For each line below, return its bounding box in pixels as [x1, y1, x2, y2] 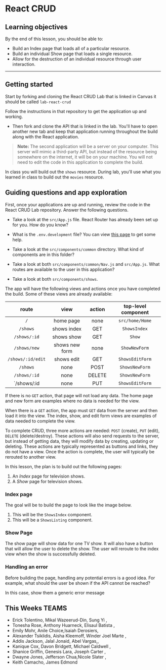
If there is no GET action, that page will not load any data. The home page [5, 392, 153, 398]
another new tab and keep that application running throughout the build [12, 128, 158, 134]
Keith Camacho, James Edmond [12, 659, 78, 665]
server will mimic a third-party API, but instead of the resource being [17, 148, 157, 154]
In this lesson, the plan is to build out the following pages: [5, 463, 122, 469]
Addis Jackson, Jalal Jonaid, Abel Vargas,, [12, 638, 99, 644]
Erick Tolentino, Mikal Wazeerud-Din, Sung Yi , [12, 617, 107, 623]
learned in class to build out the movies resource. [5, 174, 105, 180]
